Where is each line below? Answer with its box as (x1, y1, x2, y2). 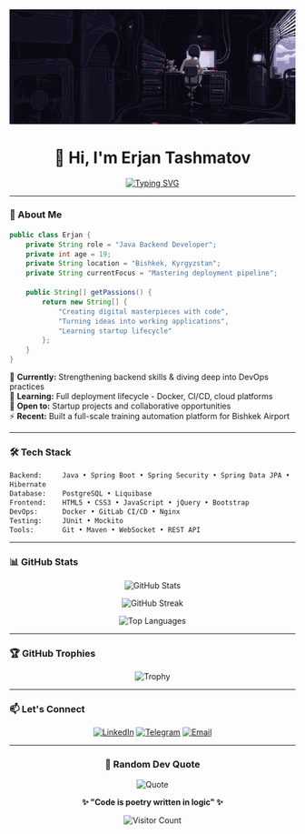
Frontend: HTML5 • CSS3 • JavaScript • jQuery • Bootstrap (9, 498, 250, 507)
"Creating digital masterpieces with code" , (57, 306, 230, 317)
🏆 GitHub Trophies (9, 647, 96, 659)
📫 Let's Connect (9, 702, 85, 715)
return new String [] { (42, 297, 128, 306)
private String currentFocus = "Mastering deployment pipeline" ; (25, 268, 279, 278)
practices (9, 381, 45, 392)
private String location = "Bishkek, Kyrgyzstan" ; (25, 259, 221, 268)
